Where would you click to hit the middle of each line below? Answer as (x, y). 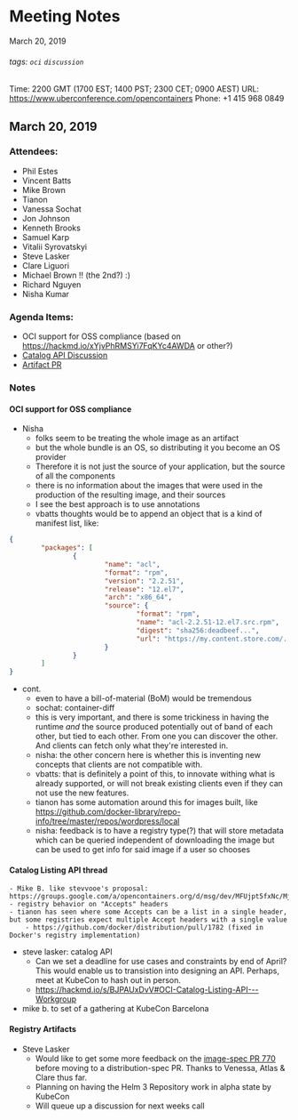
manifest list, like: (67, 523)
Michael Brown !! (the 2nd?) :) (76, 275)
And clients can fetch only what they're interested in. (132, 745)
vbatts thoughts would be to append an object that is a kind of (149, 514)
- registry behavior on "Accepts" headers (89, 905)
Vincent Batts (47, 181)
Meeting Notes (65, 16)
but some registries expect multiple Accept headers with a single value (149, 920)
